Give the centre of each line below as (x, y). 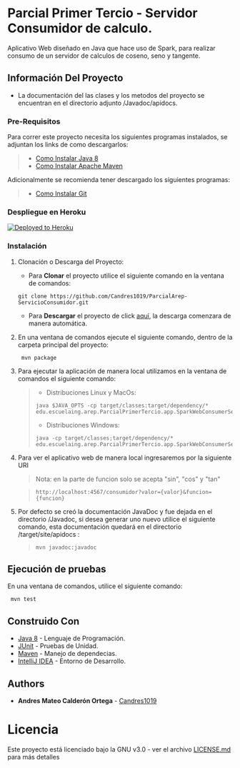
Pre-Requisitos (34, 121)
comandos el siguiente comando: (67, 378)
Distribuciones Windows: (83, 425)
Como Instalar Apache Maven (79, 166)
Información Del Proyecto (65, 78)
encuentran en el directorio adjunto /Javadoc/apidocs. (97, 103)
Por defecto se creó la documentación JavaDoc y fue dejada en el (115, 511)
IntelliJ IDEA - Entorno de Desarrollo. (72, 661)
